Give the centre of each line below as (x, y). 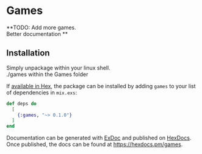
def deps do (21, 103)
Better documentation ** (37, 33)
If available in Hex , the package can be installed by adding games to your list (101, 86)
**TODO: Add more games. (41, 27)
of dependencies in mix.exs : (42, 93)
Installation (28, 53)
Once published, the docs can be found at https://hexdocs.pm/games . (95, 144)
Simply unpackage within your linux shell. (59, 68)
